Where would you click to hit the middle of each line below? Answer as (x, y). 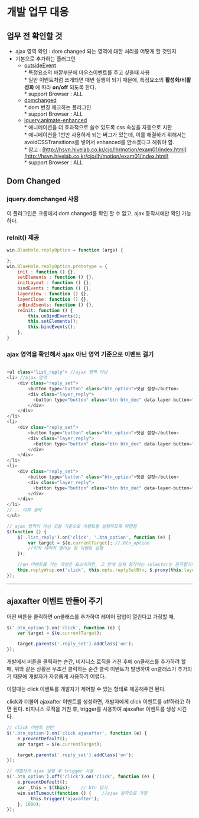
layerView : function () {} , (53, 294)
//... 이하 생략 (24, 510)
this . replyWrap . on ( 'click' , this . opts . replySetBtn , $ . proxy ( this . (101, 570)
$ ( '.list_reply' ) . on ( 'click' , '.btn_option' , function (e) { (94, 537)
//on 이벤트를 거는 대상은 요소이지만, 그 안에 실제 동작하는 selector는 (95, 565)
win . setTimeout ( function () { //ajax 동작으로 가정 (82, 793)
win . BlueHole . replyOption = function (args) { (65, 250)
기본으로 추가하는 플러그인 (45, 59)
